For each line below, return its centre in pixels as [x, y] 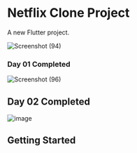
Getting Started [42, 141]
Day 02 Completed [49, 101]
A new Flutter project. [38, 32]
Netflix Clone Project [68, 13]
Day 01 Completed [39, 64]
